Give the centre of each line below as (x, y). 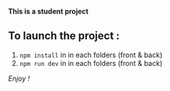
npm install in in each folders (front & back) (91, 55)
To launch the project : (64, 36)
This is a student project (48, 11)
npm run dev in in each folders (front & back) (91, 63)
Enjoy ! (19, 78)
